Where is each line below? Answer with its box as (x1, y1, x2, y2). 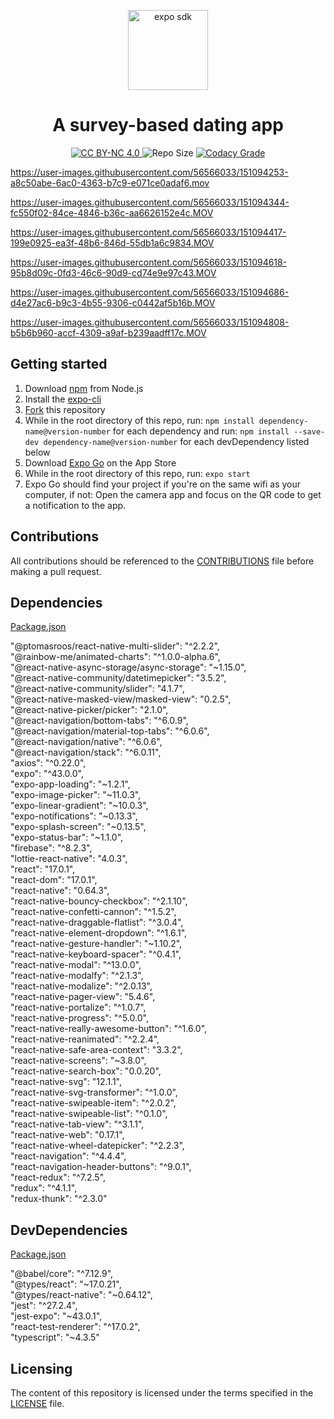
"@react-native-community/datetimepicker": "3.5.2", (10, 672, 227, 684)
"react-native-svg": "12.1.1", (10, 1076, 123, 1088)
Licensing (10, 1360, 73, 1377)
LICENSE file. (10, 1398, 65, 1409)
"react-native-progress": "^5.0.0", (10, 1012, 149, 1024)
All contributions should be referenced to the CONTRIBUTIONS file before (10, 555, 315, 567)
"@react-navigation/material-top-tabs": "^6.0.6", (10, 725, 210, 737)
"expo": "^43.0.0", (10, 768, 84, 780)
